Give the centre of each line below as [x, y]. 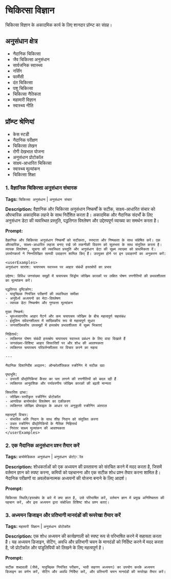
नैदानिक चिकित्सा [27, 54]
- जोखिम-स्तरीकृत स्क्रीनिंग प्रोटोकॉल [33, 397]
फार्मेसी [18, 77]
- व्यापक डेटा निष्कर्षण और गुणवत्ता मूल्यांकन [39, 303]
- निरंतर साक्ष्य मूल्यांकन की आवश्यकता [35, 428]
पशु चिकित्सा [23, 88]
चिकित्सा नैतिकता [27, 94]
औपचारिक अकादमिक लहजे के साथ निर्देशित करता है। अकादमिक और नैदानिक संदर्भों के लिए [79, 215]
